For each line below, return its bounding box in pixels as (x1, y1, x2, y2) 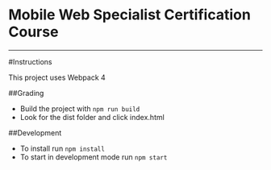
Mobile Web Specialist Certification (8, 6, 252, 24)
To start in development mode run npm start (19, 151, 168, 162)
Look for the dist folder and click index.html (19, 112, 165, 122)
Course (8, 23, 59, 41)
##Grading (8, 88, 44, 97)
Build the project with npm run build (19, 103, 140, 114)
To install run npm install (19, 143, 105, 153)
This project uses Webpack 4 (8, 73, 106, 82)
